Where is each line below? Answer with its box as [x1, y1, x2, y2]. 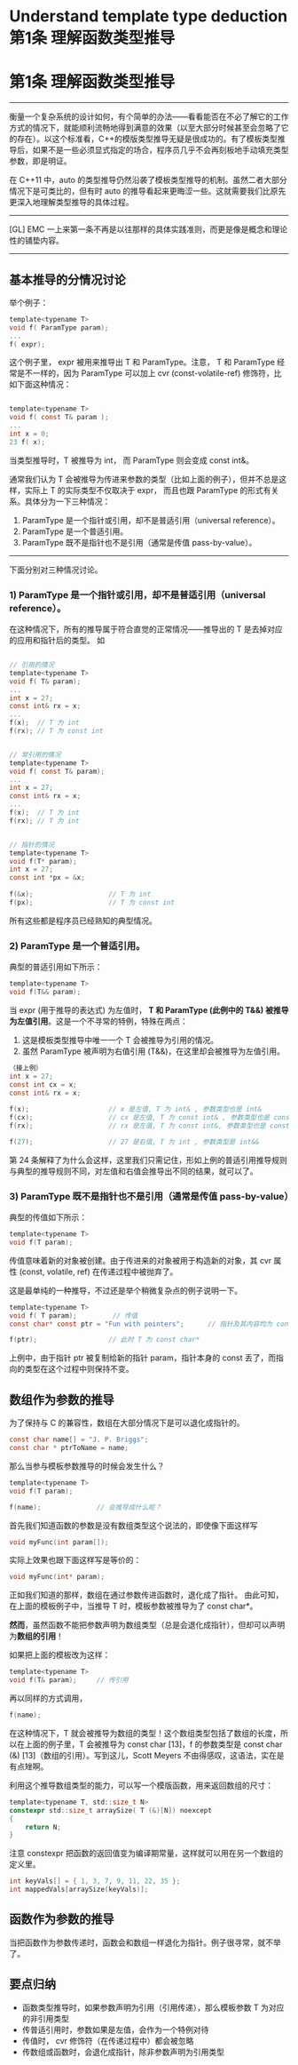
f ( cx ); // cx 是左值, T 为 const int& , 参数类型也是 [9, 1113, 271, 1122]
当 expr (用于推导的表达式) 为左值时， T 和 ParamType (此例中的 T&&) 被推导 [9, 1004, 289, 1015]
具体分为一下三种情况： [24, 496, 111, 506]
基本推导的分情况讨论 [9, 272, 126, 287]
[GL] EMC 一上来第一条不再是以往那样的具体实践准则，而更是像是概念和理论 [9, 224, 288, 235]
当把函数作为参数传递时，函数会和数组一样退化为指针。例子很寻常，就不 [9, 1937, 273, 1948]
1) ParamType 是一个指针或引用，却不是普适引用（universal [9, 588, 266, 601]
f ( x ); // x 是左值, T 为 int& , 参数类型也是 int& [9, 1104, 263, 1114]
